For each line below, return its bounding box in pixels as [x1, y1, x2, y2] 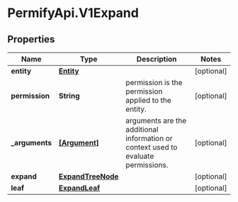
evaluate [125, 151, 154, 161]
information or [125, 133, 173, 143]
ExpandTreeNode [58, 172, 119, 181]
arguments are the [125, 116, 187, 125]
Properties [7, 33, 55, 45]
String [58, 91, 80, 101]
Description [136, 55, 177, 64]
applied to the [125, 96, 171, 105]
